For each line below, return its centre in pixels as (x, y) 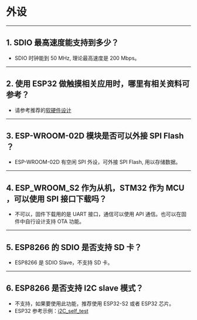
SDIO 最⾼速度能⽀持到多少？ (66, 43)
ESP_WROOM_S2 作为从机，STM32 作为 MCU (100, 188)
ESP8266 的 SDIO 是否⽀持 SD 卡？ (78, 247)
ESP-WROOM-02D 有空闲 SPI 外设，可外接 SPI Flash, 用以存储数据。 (98, 162)
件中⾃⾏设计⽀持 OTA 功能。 (50, 221)
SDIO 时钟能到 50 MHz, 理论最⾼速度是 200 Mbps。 (77, 58)
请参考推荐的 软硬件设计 (43, 110)
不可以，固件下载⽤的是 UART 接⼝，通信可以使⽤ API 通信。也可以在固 (100, 214)
